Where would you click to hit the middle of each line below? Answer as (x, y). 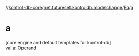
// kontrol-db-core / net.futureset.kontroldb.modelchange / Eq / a (69, 7)
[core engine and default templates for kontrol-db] (58, 42)
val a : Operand (21, 48)
